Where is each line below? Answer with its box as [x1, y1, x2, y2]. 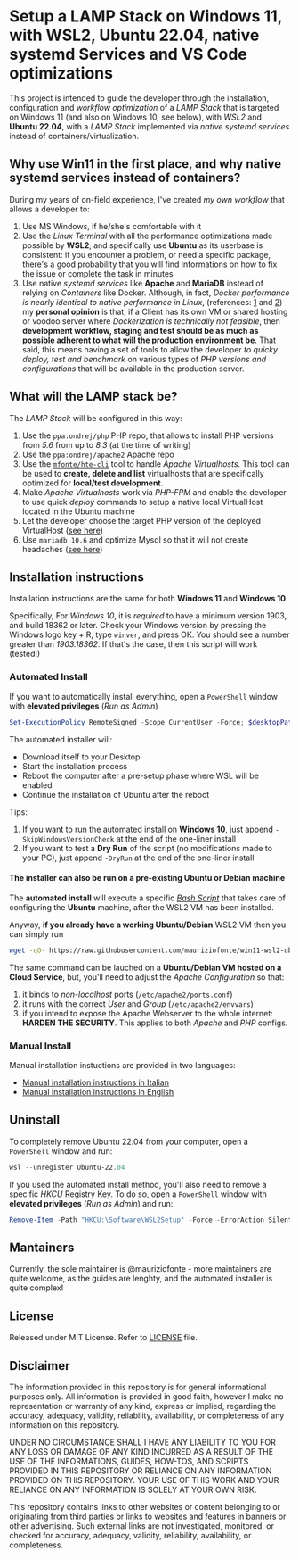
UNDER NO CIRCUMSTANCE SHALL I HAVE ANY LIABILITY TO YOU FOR [9, 1437, 276, 1447]
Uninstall [9, 1113, 61, 1128]
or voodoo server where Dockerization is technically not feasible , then [21, 315, 280, 327]
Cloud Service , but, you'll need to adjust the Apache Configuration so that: [9, 971, 285, 983]
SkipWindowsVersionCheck [21, 834, 115, 844]
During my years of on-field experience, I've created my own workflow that [9, 194, 285, 204]
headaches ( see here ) [21, 543, 103, 554]
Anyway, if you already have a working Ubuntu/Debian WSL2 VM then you [9, 919, 287, 930]
